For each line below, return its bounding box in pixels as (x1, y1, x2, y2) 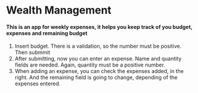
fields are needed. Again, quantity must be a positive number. (14, 61, 165, 68)
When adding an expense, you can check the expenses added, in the (14, 68, 184, 75)
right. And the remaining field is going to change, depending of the (14, 74, 178, 81)
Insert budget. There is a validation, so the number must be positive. (14, 42, 182, 50)
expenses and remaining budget (6, 29, 88, 36)
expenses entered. (14, 80, 61, 87)
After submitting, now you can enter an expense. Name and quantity (14, 55, 182, 62)
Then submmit (14, 49, 50, 56)
